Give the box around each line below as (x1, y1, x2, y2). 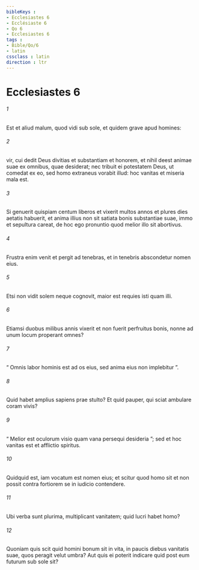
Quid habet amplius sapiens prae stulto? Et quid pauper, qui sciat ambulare (6, 396, 192, 404)
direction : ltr (6, 59, 47, 65)
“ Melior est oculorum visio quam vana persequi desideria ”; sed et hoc (6, 435, 182, 442)
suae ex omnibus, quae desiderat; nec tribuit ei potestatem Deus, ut (6, 163, 174, 171)
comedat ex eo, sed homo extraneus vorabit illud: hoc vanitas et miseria (6, 169, 185, 177)
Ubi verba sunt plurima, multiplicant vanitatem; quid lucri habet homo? (6, 513, 180, 520)
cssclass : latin (6, 54, 50, 60)
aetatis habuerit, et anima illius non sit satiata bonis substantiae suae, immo (6, 215, 193, 222)
